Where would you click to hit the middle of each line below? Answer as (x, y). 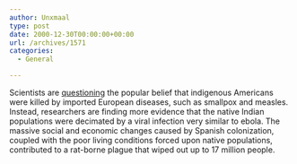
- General (35, 59)
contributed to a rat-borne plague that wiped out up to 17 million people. (142, 150)
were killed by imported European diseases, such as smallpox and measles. (149, 102)
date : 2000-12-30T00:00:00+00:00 (72, 34)
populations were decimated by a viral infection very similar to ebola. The (145, 121)
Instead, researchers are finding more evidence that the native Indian (137, 112)
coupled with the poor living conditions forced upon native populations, (141, 140)
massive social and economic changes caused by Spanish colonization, (142, 130)
